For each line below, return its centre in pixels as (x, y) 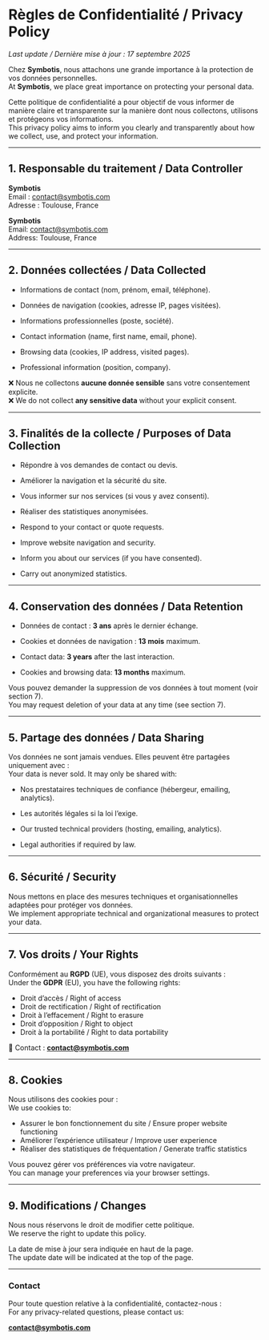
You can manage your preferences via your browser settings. (109, 1173)
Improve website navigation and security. (88, 543)
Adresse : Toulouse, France (53, 205)
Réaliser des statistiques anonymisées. (84, 512)
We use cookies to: (40, 1108)
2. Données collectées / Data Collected (107, 270)
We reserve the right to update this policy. (77, 1233)
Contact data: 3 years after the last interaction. (97, 657)
